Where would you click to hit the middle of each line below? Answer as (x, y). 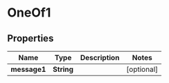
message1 (28, 69)
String (63, 69)
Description (100, 58)
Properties (30, 38)
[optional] (142, 69)
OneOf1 (29, 13)
